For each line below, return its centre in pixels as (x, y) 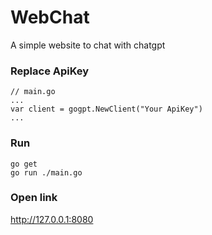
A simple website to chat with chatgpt (88, 45)
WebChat (50, 17)
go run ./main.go (46, 172)
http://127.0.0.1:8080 (52, 219)
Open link (34, 198)
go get (24, 164)
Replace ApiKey (50, 71)
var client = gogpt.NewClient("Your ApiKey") (106, 109)
